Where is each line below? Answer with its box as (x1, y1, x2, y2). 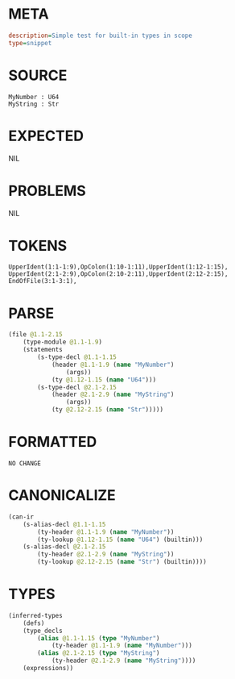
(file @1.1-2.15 (8, 331, 63, 339)
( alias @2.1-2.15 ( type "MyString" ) (37, 649, 160, 657)
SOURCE (8, 66, 68, 85)
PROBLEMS (8, 181, 86, 200)
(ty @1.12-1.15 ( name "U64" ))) (51, 376, 157, 384)
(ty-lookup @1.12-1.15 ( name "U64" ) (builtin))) (37, 535, 204, 544)
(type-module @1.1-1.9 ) (23, 338, 103, 347)
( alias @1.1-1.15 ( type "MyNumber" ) (37, 634, 160, 642)
